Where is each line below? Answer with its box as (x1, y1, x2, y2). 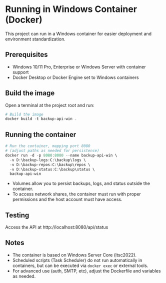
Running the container (5, 130, 76, 138)
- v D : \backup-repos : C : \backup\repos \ (9, 162, 91, 167)
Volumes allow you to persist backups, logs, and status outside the (12, 180, 150, 186)
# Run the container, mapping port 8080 (5, 143, 91, 148)
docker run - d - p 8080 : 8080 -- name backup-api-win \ (5, 152, 117, 158)
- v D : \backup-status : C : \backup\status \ (9, 166, 95, 172)
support (12, 69, 29, 75)
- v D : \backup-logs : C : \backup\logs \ (9, 157, 86, 162)
